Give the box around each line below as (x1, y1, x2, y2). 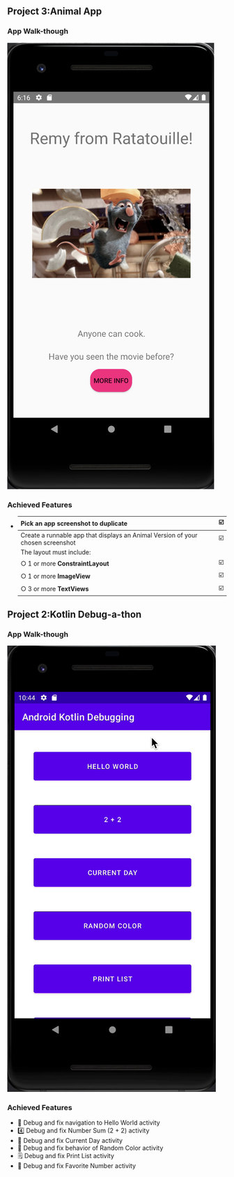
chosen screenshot (20, 538, 76, 547)
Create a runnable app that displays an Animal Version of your (20, 531, 198, 539)
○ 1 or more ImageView (20, 572, 91, 580)
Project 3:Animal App (7, 6, 102, 17)
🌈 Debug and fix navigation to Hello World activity (17, 1118, 160, 1127)
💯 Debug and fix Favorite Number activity (17, 1162, 136, 1170)
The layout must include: (20, 547, 91, 556)
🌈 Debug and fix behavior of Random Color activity (17, 1144, 164, 1153)
